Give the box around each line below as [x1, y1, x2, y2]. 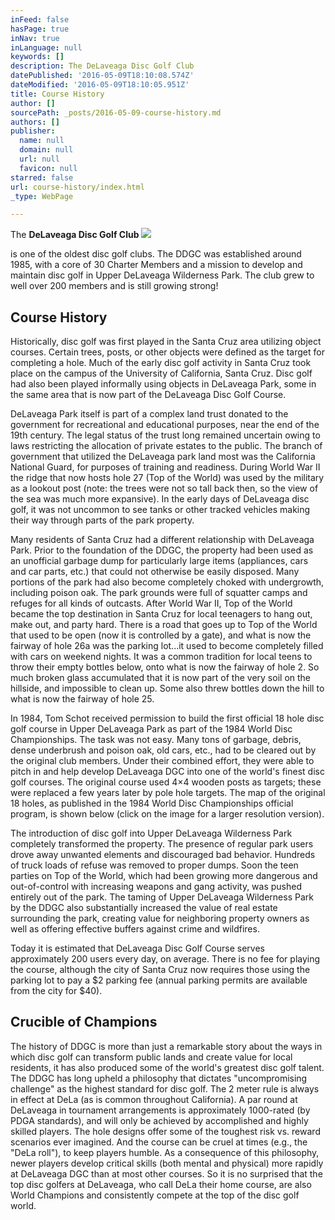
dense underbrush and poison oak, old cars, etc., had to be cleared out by [10, 744, 317, 756]
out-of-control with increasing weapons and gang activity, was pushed [10, 881, 302, 893]
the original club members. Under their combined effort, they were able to [10, 755, 315, 767]
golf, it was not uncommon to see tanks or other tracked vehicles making [10, 504, 311, 516]
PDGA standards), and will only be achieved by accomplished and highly [10, 1114, 309, 1126]
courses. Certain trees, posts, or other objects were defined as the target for [10, 346, 325, 358]
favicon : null [19, 163, 78, 173]
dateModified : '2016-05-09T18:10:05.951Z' [10, 80, 190, 90]
